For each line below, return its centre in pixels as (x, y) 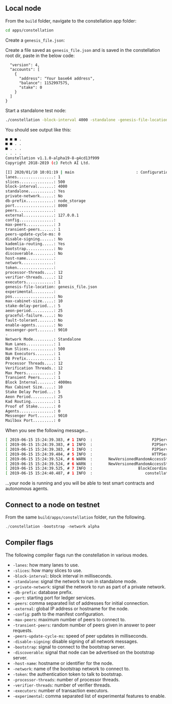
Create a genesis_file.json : (35, 40)
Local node (23, 8)
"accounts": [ (25, 69)
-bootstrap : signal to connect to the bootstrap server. (69, 646)
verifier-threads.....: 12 (34, 277)
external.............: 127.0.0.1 (42, 215)
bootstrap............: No (34, 249)
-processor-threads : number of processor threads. (66, 679)
